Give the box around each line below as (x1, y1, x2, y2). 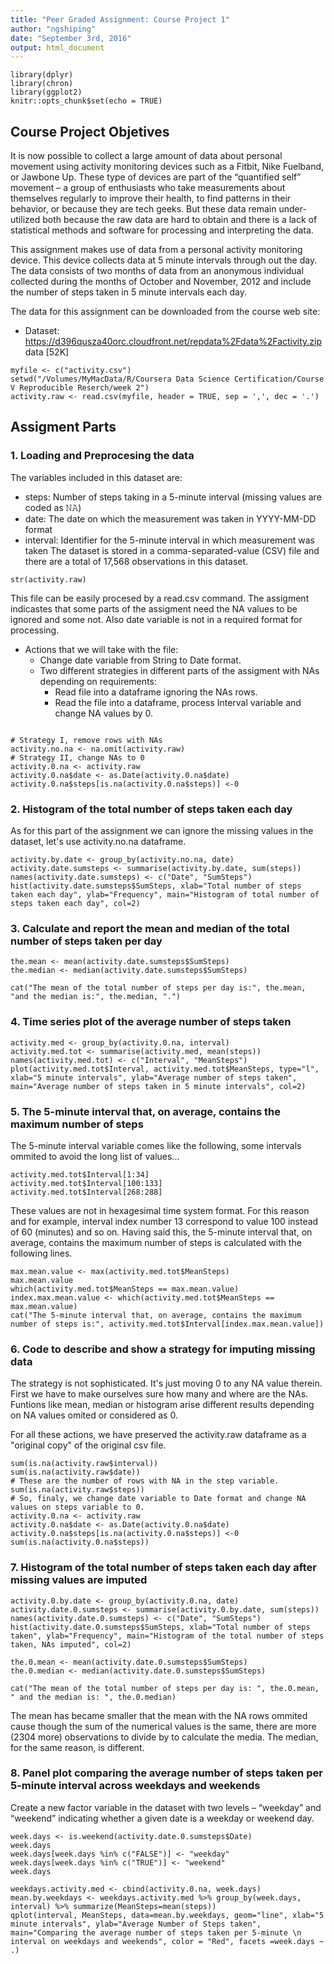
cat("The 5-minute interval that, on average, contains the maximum (10, 1310, 302, 1320)
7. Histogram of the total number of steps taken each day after (10, 1561, 317, 1575)
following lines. (10, 1247, 73, 1259)
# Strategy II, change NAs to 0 (10, 752, 145, 763)
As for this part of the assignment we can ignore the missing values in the (10, 825, 314, 837)
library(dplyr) (10, 70, 74, 80)
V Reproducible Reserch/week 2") (10, 383, 150, 393)
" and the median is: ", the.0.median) (10, 1692, 177, 1702)
